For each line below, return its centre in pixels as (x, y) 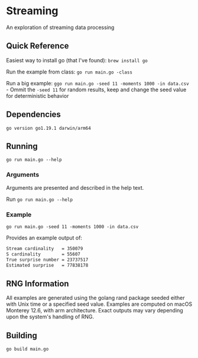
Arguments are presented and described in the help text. (75, 187)
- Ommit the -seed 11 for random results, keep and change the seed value (96, 89)
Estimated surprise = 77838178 (47, 265)
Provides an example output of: (44, 238)
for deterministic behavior (38, 95)
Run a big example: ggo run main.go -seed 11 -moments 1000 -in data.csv (98, 83)
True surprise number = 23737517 (47, 260)
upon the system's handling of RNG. (50, 317)
